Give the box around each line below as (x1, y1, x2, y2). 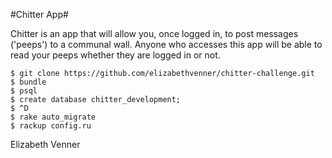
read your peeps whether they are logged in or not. (10, 49, 221, 61)
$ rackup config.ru (10, 121, 92, 131)
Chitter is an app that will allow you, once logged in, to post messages (10, 28, 299, 39)
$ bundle (10, 77, 47, 87)
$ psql (10, 86, 38, 96)
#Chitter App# (10, 9, 69, 20)
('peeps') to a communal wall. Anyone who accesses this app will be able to (10, 39, 323, 50)
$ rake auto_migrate (10, 112, 97, 122)
